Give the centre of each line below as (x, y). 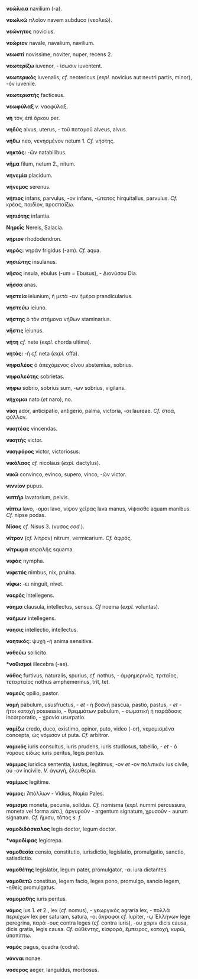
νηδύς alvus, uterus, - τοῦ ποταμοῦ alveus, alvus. (67, 129)
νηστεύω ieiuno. (27, 308)
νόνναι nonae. (24, 958)
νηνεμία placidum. (29, 175)
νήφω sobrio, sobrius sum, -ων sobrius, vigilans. (66, 388)
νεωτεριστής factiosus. (35, 95)
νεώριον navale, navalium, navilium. (50, 43)
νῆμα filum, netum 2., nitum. (41, 164)
